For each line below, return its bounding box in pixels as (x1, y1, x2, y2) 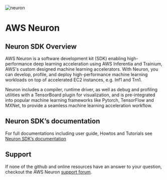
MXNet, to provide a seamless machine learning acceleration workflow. (5, 103, 152, 108)
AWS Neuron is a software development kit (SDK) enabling (5, 56, 126, 61)
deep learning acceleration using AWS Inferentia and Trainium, (33, 61, 162, 67)
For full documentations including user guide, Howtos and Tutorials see (5, 130, 153, 136)
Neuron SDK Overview (5, 42, 77, 51)
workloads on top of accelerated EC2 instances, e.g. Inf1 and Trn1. (5, 77, 142, 83)
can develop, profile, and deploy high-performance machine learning (5, 72, 148, 77)
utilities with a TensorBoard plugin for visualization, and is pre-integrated (5, 92, 155, 98)
